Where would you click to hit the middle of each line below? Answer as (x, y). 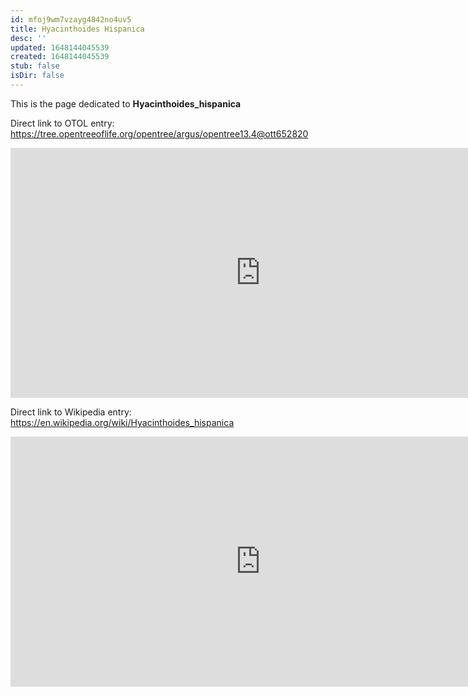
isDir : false (37, 76)
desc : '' (28, 38)
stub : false (35, 66)
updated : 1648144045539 (60, 47)
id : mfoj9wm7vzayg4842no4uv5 (71, 19)
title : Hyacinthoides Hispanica (77, 29)
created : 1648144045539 (60, 57)
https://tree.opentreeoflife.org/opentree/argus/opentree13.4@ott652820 (159, 133)
